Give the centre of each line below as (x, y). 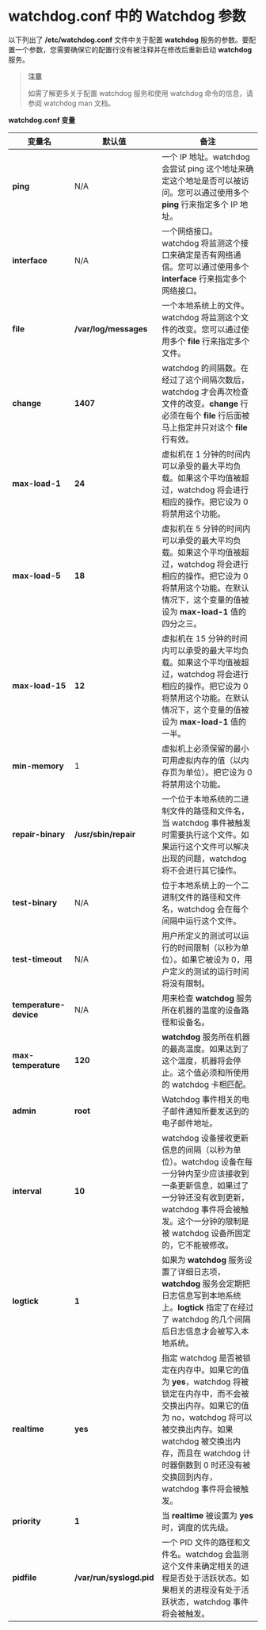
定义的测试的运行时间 (209, 971)
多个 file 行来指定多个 (210, 341)
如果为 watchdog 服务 (203, 1260)
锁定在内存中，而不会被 (205, 1394)
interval (27, 1191)
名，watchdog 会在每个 (205, 909)
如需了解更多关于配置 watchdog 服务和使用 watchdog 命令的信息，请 (140, 93)
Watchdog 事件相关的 (202, 1099)
